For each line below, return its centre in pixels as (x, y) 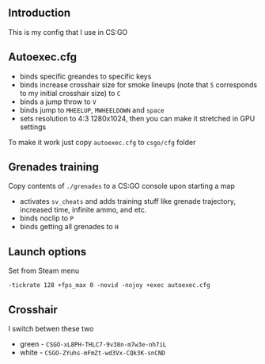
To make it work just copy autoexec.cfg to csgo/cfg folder (102, 142)
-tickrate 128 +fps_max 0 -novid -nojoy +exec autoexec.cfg (110, 285)
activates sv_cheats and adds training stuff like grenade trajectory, (127, 201)
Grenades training (54, 167)
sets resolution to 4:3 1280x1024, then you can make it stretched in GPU (137, 118)
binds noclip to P (46, 218)
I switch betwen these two (51, 329)
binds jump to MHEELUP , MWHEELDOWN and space (92, 109)
